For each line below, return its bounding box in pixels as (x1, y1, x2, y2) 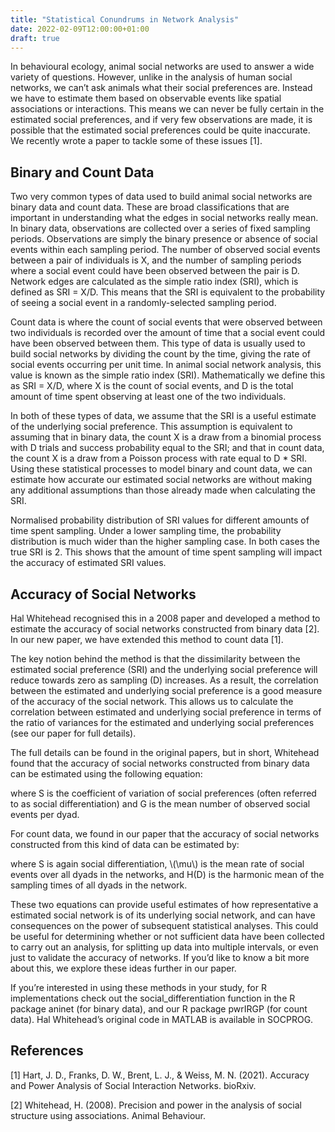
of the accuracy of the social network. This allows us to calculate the (10, 696, 294, 707)
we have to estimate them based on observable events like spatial (10, 92, 282, 105)
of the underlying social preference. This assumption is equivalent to (10, 421, 293, 433)
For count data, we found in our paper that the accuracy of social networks (10, 828, 320, 840)
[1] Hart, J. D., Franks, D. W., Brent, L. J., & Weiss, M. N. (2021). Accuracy (10, 1069, 310, 1081)
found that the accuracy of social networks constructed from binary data (10, 757, 310, 769)
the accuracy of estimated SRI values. (10, 557, 167, 569)
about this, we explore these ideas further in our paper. (10, 962, 237, 974)
